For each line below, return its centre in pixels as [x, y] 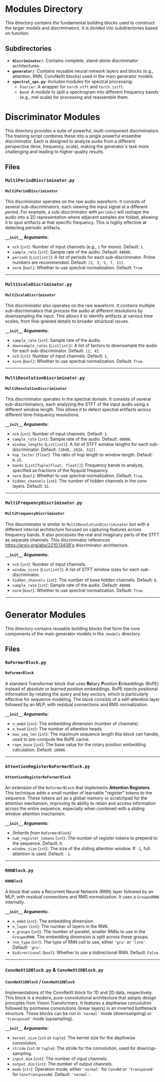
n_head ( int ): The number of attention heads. [57, 729]
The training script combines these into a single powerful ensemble [73, 136]
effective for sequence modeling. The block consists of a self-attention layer [82, 700]
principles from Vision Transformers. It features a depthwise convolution [78, 1003]
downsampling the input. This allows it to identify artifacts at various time [79, 316]
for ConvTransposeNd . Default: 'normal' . [51, 1075]
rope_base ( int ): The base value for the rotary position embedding [79, 745]
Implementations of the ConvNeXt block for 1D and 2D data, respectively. [79, 992]
